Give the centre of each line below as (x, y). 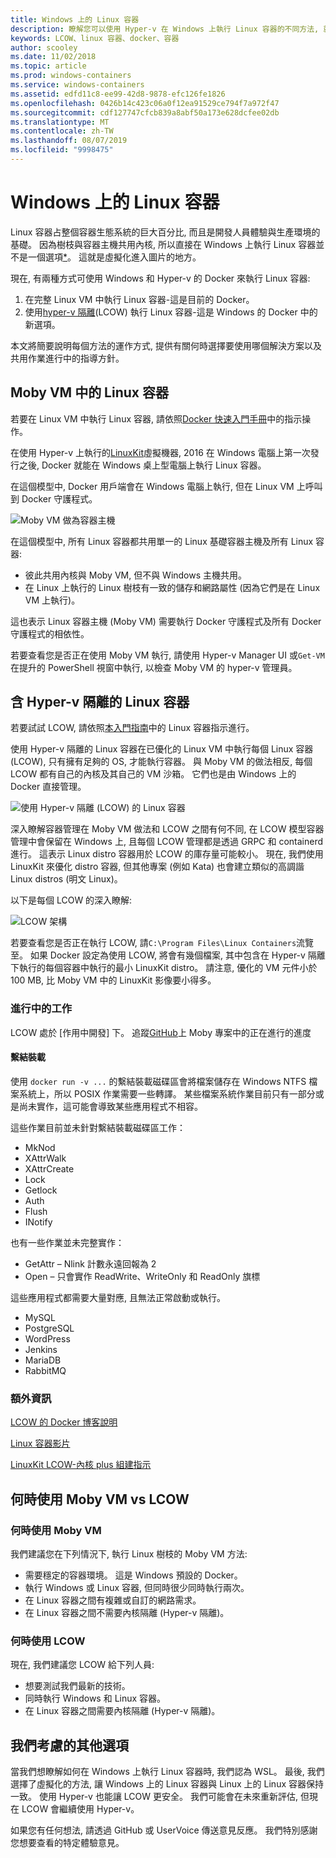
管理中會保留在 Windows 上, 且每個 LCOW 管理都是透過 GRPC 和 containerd (167, 842)
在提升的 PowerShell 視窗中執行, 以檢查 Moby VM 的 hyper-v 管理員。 (154, 667)
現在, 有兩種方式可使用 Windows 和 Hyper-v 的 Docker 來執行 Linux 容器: (160, 278)
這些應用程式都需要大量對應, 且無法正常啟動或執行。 (118, 1297)
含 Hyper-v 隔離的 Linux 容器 (100, 702)
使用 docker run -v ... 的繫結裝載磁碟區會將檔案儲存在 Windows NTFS (158, 1081)
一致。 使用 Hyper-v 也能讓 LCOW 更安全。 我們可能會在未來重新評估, (154, 1797)
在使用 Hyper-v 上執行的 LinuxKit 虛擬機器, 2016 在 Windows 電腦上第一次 (160, 452)
